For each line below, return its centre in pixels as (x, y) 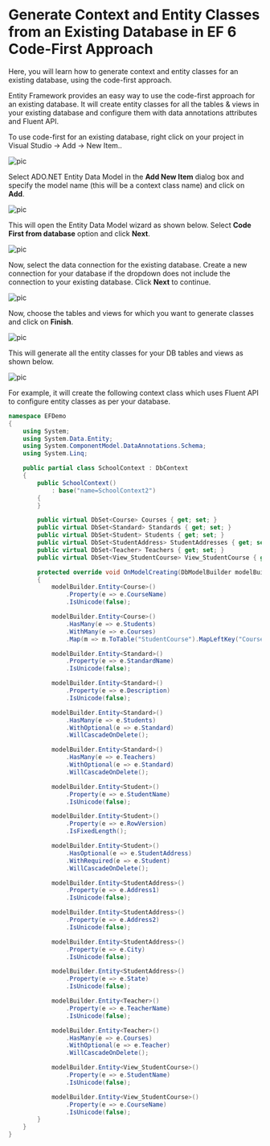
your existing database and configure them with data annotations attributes (133, 112)
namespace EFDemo (37, 416)
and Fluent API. (33, 121)
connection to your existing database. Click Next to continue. (110, 282)
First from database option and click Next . (79, 233)
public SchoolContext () (77, 483)
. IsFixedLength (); (96, 832)
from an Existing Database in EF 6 (123, 32)
